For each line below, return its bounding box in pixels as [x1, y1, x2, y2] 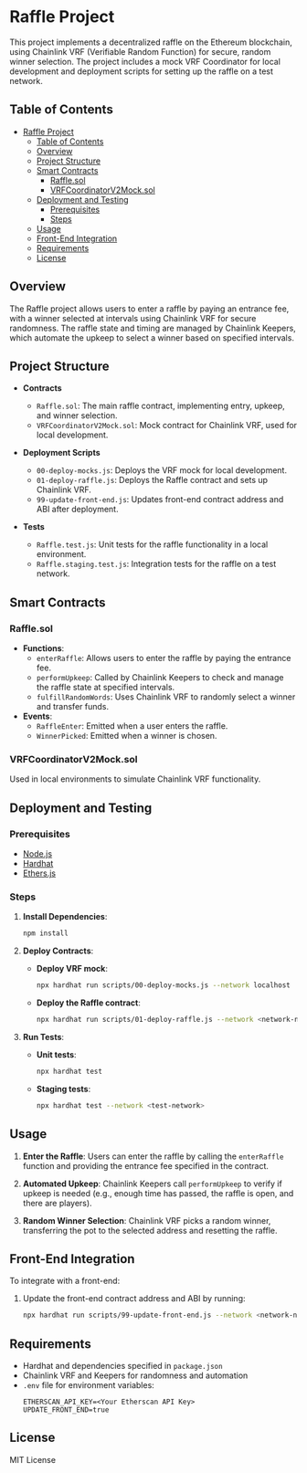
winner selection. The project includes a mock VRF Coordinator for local [9, 56, 281, 67]
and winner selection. [36, 410, 118, 421]
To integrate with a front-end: [9, 1276, 121, 1287]
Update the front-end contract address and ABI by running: [22, 1293, 246, 1304]
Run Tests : [22, 1031, 65, 1042]
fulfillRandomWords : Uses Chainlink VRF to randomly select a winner [36, 691, 296, 702]
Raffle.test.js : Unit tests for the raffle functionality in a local [36, 539, 269, 550]
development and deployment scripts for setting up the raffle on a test [9, 66, 274, 77]
